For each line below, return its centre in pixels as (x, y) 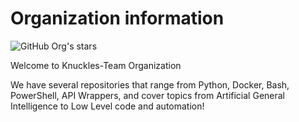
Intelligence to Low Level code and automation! (107, 106)
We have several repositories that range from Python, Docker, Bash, (150, 84)
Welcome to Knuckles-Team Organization (96, 65)
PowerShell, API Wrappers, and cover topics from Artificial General (148, 95)
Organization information (117, 18)
